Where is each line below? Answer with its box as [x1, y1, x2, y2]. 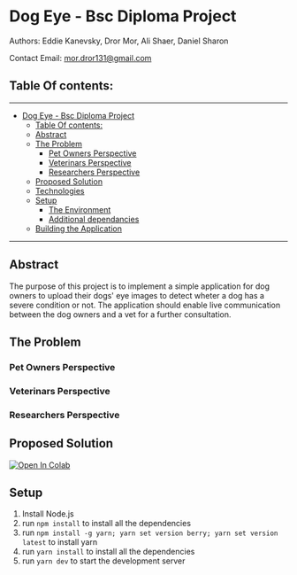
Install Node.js [21, 509, 74, 519]
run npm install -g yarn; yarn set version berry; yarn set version [21, 527, 278, 538]
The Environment [48, 204, 111, 214]
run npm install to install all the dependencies [21, 518, 192, 529]
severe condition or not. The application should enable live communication [9, 299, 281, 310]
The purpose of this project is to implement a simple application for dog [9, 281, 270, 291]
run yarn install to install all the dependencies [21, 547, 195, 557]
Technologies [34, 185, 85, 196]
